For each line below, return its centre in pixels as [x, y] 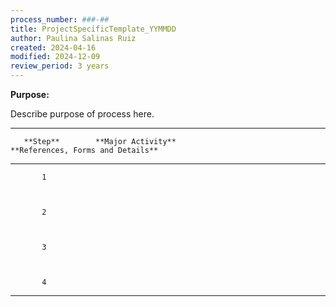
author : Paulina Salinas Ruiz [73, 38]
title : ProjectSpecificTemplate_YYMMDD [93, 29]
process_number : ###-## [60, 19]
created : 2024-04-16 [53, 47]
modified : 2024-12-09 [55, 57]
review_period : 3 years [60, 66]
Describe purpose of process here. [82, 114]
